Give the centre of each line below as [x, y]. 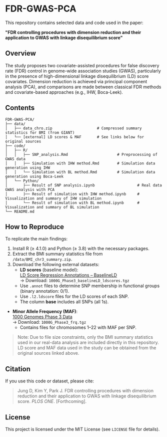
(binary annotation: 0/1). [44, 291]
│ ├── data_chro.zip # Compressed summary [73, 128]
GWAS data [15, 159]
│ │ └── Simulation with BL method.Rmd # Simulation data [80, 172]
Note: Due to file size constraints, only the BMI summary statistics [85, 337]
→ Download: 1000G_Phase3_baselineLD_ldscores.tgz [74, 281]
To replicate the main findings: [36, 239]
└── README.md [20, 211]
